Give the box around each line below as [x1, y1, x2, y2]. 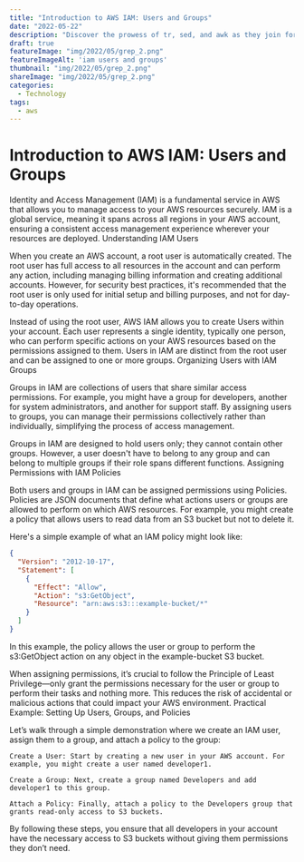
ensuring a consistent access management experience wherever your [9, 223, 270, 234]
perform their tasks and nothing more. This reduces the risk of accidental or [9, 687, 292, 699]
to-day [9, 299, 34, 309]
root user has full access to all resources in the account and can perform [9, 260, 280, 271]
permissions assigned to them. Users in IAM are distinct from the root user [9, 346, 288, 357]
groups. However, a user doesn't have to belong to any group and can [9, 448, 271, 459]
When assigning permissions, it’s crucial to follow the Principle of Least [9, 668, 274, 679]
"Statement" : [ [17, 565, 75, 574]
